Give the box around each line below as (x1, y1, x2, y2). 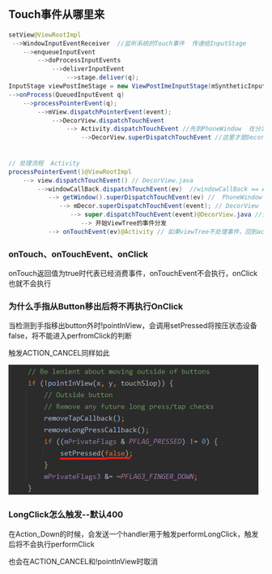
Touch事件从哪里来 (8, 7, 105, 22)
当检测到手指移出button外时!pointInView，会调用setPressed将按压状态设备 (8, 321, 257, 330)
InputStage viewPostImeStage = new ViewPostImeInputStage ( (8, 82, 212, 91)
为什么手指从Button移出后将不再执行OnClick (8, 301, 184, 313)
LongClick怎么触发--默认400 (8, 509, 124, 520)
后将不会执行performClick (8, 539, 95, 549)
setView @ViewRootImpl (8, 31, 82, 39)
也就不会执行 (8, 278, 51, 288)
